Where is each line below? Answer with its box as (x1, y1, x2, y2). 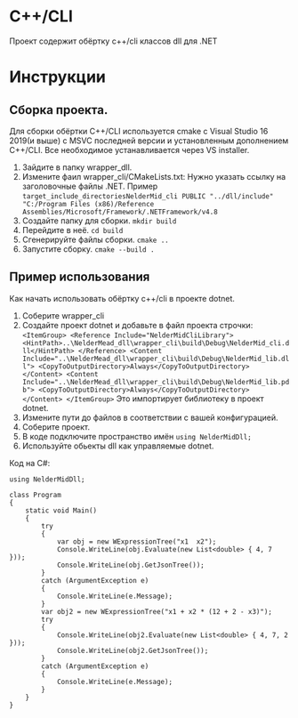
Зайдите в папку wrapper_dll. (21, 162, 133, 173)
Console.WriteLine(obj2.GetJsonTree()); (56, 646, 209, 655)
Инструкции (9, 67, 107, 87)
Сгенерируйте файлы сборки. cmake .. (21, 234, 169, 245)
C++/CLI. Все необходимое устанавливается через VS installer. (9, 144, 250, 155)
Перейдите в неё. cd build (21, 224, 124, 235)
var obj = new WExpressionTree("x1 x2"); (56, 536, 217, 546)
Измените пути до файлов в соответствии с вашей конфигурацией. (21, 412, 278, 423)
